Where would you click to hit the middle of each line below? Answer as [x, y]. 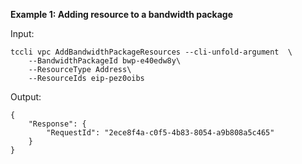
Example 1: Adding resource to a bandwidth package [121, 14]
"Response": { [57, 124]
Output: [26, 97]
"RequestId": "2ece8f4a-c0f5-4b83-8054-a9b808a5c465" [160, 133]
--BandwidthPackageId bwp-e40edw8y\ [105, 61]
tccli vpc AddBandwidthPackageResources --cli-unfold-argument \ [151, 52]
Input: [22, 33]
